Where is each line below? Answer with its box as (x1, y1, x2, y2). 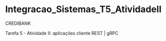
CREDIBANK (5, 20, 31, 26)
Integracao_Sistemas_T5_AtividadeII (5, 4, 162, 15)
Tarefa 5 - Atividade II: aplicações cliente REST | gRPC (5, 30, 119, 36)
